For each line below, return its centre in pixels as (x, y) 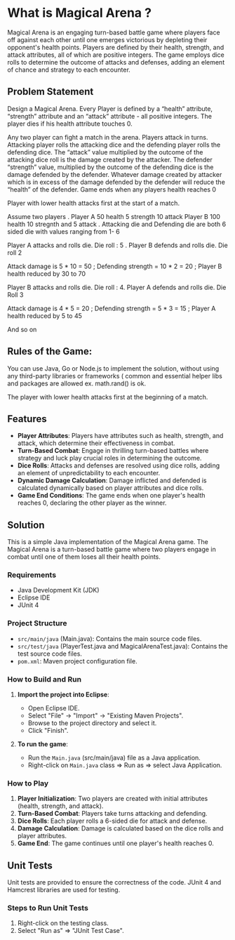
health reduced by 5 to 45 (45, 316)
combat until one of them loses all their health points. (84, 557)
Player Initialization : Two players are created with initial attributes (113, 799)
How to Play (28, 783)
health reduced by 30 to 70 (47, 273)
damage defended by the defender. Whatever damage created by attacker (115, 174)
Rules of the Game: (50, 351)
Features (27, 419)
